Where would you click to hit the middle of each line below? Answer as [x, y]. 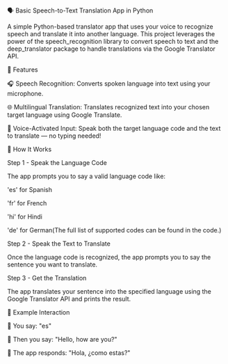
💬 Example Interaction [39, 312]
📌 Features [23, 70]
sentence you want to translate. [52, 264]
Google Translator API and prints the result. [69, 299]
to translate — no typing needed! [54, 136]
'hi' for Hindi [25, 216]
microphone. [25, 94]
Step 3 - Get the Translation [47, 278]
